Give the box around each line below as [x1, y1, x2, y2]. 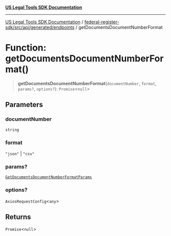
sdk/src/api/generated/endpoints [5, 24, 75, 30]
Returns [5, 213, 32, 221]
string [5, 127, 19, 132]
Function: [5, 42, 47, 54]
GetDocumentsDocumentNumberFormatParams [5, 175, 93, 180]
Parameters [5, 100, 43, 109]
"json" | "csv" [5, 150, 35, 156]
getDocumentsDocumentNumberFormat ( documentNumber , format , [17, 80, 157, 86]
